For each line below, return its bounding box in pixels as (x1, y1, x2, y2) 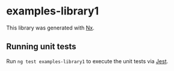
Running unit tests (6, 42, 76, 52)
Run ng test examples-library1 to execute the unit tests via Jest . (6, 57, 169, 64)
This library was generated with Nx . (6, 24, 95, 31)
